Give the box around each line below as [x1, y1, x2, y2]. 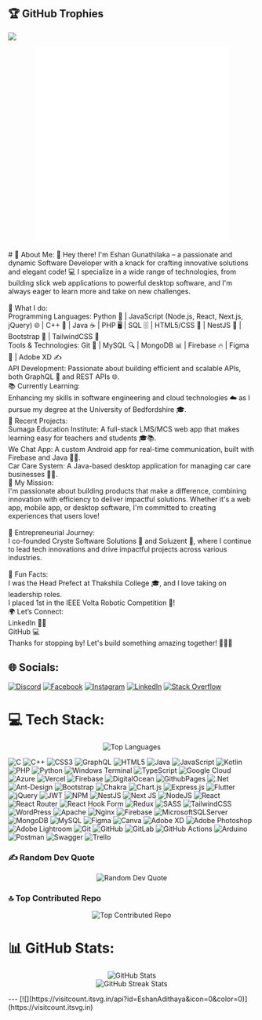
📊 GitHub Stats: [8, 939, 115, 957]
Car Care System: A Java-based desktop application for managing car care [8, 461, 251, 470]
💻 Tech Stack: [8, 710, 105, 728]
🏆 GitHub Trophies [8, 7, 104, 20]
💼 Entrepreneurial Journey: [8, 527, 96, 537]
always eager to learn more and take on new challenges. [8, 286, 191, 296]
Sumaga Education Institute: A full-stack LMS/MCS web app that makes [8, 424, 240, 434]
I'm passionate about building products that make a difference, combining [8, 486, 247, 495]
